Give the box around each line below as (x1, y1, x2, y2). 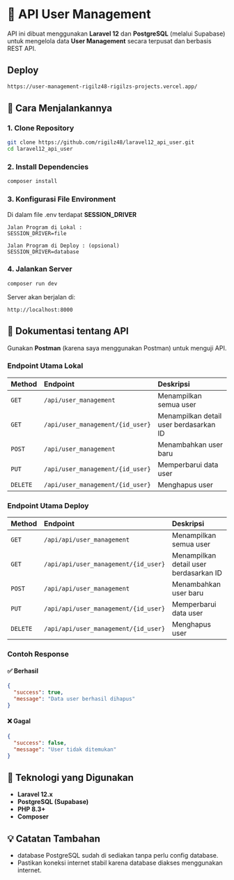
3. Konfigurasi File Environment (7, 195, 116, 204)
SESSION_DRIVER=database (7, 248, 79, 255)
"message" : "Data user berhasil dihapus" (13, 695, 136, 702)
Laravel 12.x (17, 790, 54, 798)
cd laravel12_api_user (7, 146, 73, 153)
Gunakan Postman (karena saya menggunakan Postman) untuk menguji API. (7, 343, 227, 352)
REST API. (7, 44, 36, 52)
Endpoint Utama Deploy (7, 500, 89, 510)
